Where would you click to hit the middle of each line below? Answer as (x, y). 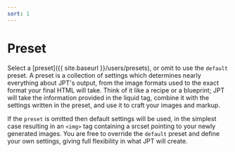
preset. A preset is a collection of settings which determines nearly (104, 75)
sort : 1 (19, 14)
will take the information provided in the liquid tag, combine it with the (108, 97)
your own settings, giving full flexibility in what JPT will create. (97, 141)
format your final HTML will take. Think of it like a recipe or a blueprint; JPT (116, 90)
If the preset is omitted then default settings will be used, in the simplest (112, 118)
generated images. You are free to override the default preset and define (114, 133)
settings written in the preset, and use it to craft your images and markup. (114, 105)
